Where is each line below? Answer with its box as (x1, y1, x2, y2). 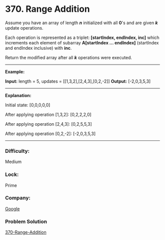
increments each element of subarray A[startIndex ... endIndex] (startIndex (5, 39, 159, 45)
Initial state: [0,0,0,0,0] (5, 102, 51, 108)
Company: (5, 195, 31, 202)
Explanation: (5, 92, 32, 98)
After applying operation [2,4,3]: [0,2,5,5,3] (5, 121, 92, 127)
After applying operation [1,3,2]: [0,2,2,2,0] (5, 111, 92, 117)
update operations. (5, 25, 44, 31)
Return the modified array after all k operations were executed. (5, 54, 133, 60)
